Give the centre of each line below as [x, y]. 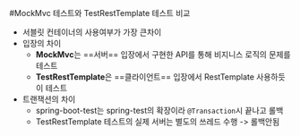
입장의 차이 [42, 43]
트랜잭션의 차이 [49, 99]
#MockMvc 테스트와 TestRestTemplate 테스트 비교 [100, 13]
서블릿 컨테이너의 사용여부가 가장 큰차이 [92, 32]
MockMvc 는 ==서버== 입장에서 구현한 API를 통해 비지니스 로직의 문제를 [163, 55]
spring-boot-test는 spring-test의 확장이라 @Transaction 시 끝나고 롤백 [159, 110]
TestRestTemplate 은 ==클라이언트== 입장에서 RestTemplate [145, 77]
